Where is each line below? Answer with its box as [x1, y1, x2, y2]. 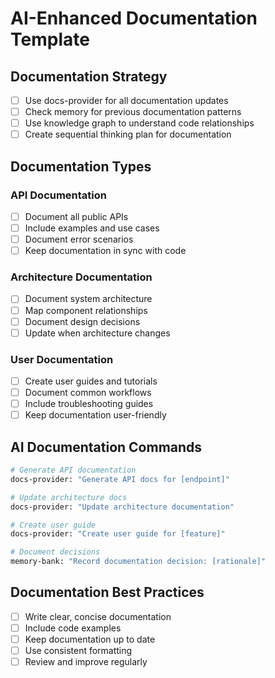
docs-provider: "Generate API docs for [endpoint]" [10, 474, 230, 484]
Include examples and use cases [24, 222, 160, 234]
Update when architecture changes [24, 327, 171, 339]
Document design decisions [24, 315, 141, 327]
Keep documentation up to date [24, 633, 156, 646]
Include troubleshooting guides [24, 398, 154, 410]
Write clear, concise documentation [24, 610, 172, 622]
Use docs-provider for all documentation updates [24, 95, 229, 106]
